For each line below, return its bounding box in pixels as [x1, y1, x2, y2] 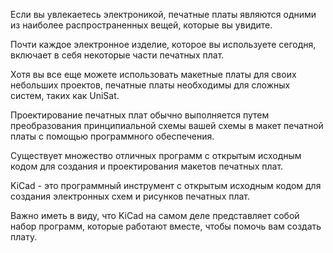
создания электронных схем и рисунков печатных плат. [10, 190, 251, 202]
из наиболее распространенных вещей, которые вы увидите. [10, 19, 273, 31]
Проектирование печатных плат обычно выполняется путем [10, 109, 270, 121]
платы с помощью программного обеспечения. [10, 130, 215, 142]
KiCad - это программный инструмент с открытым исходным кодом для [10, 180, 322, 191]
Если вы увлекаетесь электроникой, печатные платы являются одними [10, 9, 317, 20]
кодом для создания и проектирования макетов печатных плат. [10, 160, 284, 172]
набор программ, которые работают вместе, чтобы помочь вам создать [10, 220, 322, 232]
